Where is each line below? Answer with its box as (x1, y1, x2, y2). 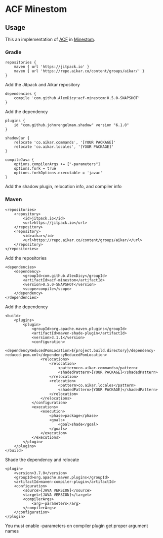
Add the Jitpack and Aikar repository (5, 82, 80, 88)
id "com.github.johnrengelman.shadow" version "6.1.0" (14, 123, 129, 128)
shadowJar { (5, 135, 30, 141)
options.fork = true (14, 166, 56, 171)
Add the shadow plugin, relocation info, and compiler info (5, 184, 122, 190)
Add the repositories (5, 255, 47, 261)
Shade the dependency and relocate (5, 457, 80, 463)
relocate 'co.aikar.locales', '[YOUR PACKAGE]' (14, 144, 114, 149)
